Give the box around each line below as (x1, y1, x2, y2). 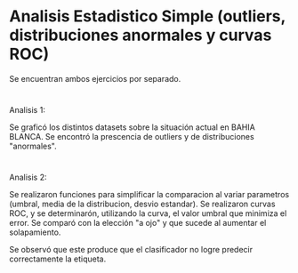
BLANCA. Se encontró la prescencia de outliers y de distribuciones (9, 132, 255, 142)
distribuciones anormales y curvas (9, 25, 272, 45)
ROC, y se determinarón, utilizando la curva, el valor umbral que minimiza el (9, 208, 287, 219)
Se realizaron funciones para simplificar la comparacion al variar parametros (9, 189, 290, 200)
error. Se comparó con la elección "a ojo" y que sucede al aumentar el (9, 218, 267, 229)
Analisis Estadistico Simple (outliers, (9, 6, 286, 27)
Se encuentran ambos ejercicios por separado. (9, 73, 181, 84)
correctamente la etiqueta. (9, 253, 107, 264)
